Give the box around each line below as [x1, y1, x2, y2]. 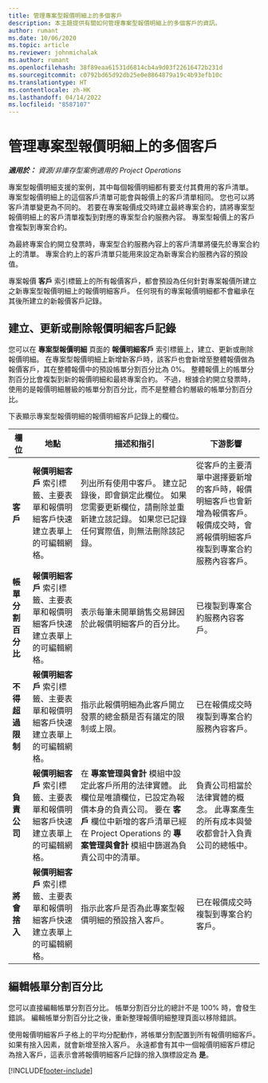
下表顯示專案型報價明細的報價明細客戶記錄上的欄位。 [8, 411, 183, 421]
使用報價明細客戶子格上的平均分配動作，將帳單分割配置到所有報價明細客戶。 [8, 1030, 260, 1039]
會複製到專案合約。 [8, 223, 72, 232]
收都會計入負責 [195, 828, 253, 839]
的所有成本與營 [195, 816, 253, 827]
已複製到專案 [195, 600, 245, 611]
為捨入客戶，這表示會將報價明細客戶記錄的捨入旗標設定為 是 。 [8, 1049, 213, 1059]
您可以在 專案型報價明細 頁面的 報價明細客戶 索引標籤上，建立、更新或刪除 [8, 344, 254, 354]
